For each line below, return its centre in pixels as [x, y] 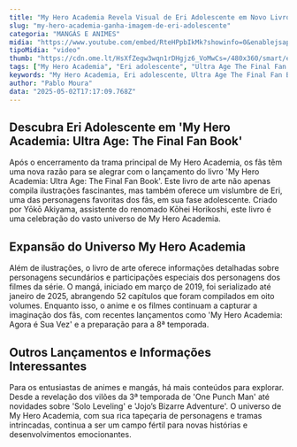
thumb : [21, 58]
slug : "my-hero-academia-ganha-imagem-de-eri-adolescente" [120, 26]
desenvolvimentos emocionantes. [70, 434]
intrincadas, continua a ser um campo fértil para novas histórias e [129, 425]
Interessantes [48, 366]
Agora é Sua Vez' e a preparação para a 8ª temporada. [109, 325]
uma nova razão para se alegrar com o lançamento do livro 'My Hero [134, 172]
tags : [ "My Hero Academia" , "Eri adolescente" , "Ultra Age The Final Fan [148, 67]
